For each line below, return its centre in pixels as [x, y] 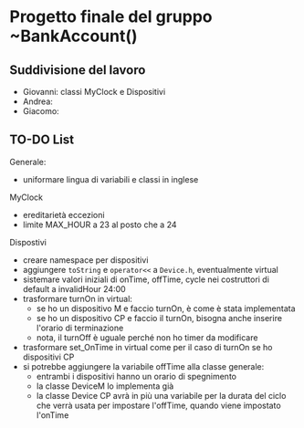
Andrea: [37, 101]
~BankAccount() [74, 36]
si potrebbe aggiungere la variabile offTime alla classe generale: [143, 366]
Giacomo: [41, 111]
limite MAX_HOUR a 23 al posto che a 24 [100, 224]
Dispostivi [28, 242]
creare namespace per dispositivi [85, 260]
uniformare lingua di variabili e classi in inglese [110, 179]
